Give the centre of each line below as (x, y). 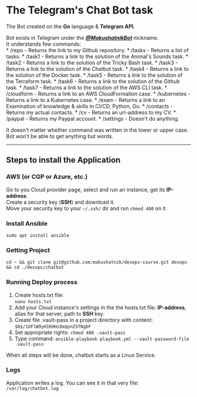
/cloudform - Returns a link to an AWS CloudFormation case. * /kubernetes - (98, 94)
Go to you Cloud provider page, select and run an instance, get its (86, 189)
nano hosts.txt (33, 302)
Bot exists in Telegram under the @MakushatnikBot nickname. (82, 37)
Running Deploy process (42, 282)
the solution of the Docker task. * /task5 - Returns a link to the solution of (94, 75)
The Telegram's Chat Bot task (80, 10)
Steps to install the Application (63, 160)
